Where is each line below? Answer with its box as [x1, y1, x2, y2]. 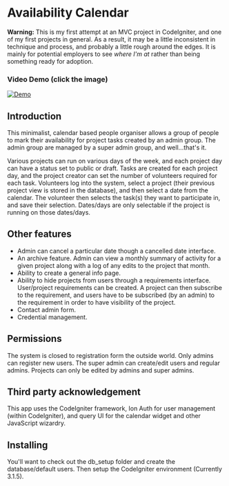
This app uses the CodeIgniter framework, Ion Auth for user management [7, 404, 216, 413]
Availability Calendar [7, 5, 129, 21]
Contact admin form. [17, 305, 76, 314]
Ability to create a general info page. [17, 269, 121, 277]
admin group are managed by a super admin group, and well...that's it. [7, 143, 207, 152]
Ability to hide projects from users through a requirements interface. [17, 276, 211, 285]
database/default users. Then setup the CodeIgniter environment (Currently [7, 465, 223, 474]
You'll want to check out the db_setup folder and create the [7, 458, 176, 466]
